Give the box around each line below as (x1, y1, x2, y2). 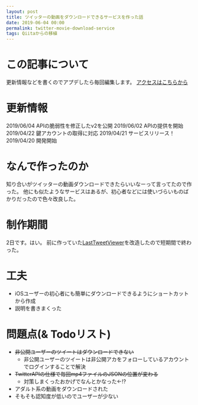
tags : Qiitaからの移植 (6, 31, 58, 37)
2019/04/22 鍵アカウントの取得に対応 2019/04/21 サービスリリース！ (6, 129, 175, 137)
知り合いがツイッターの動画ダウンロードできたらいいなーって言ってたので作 (6, 180, 192, 187)
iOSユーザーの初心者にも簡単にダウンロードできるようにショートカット (14, 290, 189, 297)
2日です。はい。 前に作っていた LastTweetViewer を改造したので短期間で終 (6, 239, 187, 246)
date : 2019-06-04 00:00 (6, 20, 65, 25)
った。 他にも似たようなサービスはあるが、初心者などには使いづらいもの (6, 187, 184, 195)
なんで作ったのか (6, 160, 89, 173)
